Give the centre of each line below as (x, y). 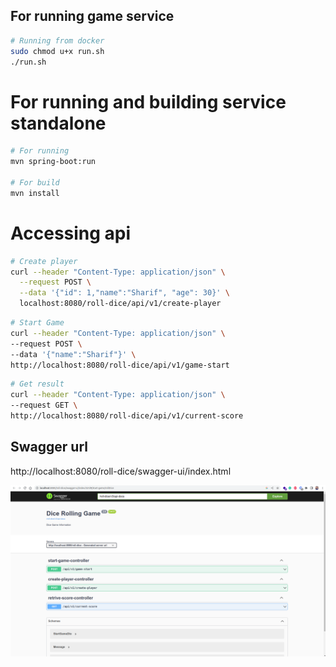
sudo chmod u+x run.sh (57, 51)
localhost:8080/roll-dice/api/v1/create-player (120, 304)
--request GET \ (44, 405)
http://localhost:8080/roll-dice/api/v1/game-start (120, 365)
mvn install (35, 193)
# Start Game (37, 323)
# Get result (37, 384)
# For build (35, 183)
